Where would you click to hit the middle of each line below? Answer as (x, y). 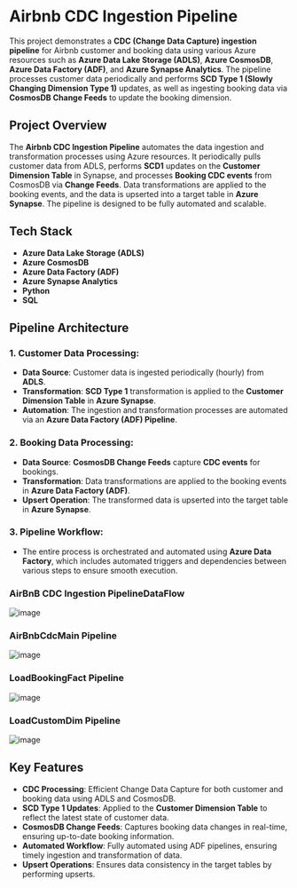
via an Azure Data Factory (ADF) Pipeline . (99, 420)
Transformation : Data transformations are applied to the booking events (154, 480)
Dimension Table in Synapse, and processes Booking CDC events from (141, 175)
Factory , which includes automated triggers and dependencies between (154, 560)
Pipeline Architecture (69, 327)
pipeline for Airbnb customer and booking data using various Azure (133, 50)
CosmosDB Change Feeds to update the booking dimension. (121, 97)
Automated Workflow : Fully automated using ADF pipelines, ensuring (149, 845)
